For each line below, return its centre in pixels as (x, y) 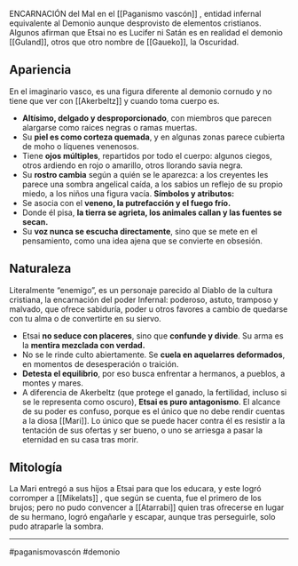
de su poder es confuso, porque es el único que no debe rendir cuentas (153, 411)
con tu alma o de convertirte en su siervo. (85, 318)
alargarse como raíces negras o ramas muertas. (110, 127)
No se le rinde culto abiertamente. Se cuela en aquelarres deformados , (153, 355)
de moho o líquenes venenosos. (80, 146)
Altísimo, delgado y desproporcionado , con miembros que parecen (147, 118)
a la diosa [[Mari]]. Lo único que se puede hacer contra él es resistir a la (153, 420)
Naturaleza (40, 269)
